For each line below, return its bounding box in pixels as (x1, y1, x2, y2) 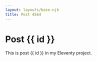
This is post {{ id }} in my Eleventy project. (5, 50, 92, 56)
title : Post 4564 (5, 12, 41, 17)
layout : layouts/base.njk (5, 7, 59, 12)
